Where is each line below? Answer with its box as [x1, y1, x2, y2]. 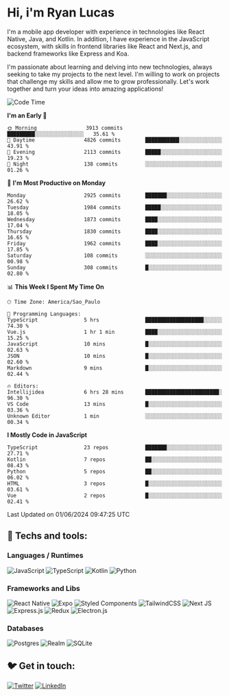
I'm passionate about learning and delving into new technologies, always [7, 63, 213, 71]
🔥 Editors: [7, 383, 39, 390]
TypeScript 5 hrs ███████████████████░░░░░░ [7, 316, 223, 324]
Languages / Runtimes [7, 551, 84, 561]
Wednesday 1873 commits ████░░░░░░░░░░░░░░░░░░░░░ [7, 216, 223, 223]
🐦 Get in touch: [7, 660, 75, 671]
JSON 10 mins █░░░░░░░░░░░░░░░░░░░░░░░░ [7, 352, 223, 359]
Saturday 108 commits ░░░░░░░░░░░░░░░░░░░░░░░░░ [7, 252, 223, 259]
